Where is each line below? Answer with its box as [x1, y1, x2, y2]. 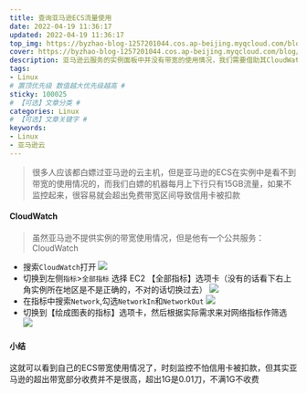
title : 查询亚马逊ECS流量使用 [9, 13, 112, 23]
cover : [9, 47, 35, 57]
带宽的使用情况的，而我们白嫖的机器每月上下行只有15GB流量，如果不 [31, 178, 292, 189]
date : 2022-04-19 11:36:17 [9, 22, 112, 31]
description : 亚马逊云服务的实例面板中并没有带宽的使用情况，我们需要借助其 [9, 56, 267, 65]
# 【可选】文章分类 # [9, 98, 80, 108]
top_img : [9, 38, 43, 48]
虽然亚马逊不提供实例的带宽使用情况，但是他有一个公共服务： [31, 232, 265, 243]
